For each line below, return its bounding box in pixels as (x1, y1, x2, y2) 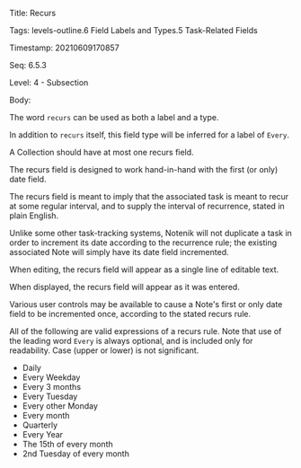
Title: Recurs (9, 8, 57, 18)
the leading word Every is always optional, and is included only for (9, 336, 253, 346)
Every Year (22, 429, 64, 439)
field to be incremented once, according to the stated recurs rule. (9, 309, 252, 319)
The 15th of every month (22, 439, 114, 449)
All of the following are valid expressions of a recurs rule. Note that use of (9, 326, 282, 336)
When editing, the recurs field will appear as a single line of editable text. (9, 264, 279, 275)
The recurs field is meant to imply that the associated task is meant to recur (9, 191, 289, 201)
